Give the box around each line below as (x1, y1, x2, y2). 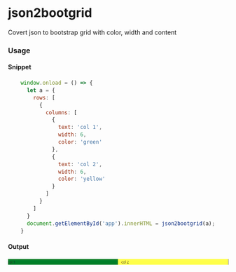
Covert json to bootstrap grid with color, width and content (8, 28, 177, 36)
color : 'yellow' (57, 175, 106, 183)
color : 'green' (57, 139, 102, 146)
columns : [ (45, 109, 78, 116)
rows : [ (33, 94, 55, 101)
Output (8, 243, 29, 251)
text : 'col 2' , (57, 161, 102, 168)
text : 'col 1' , (57, 124, 102, 131)
